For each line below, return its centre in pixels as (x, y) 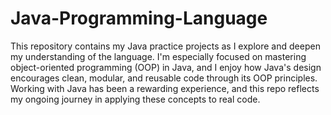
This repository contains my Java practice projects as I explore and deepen (165, 46)
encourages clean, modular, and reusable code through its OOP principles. (164, 78)
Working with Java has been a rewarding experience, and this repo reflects (165, 88)
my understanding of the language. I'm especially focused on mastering (158, 56)
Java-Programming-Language (139, 18)
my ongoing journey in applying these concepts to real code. (135, 99)
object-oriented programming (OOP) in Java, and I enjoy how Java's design (166, 67)
